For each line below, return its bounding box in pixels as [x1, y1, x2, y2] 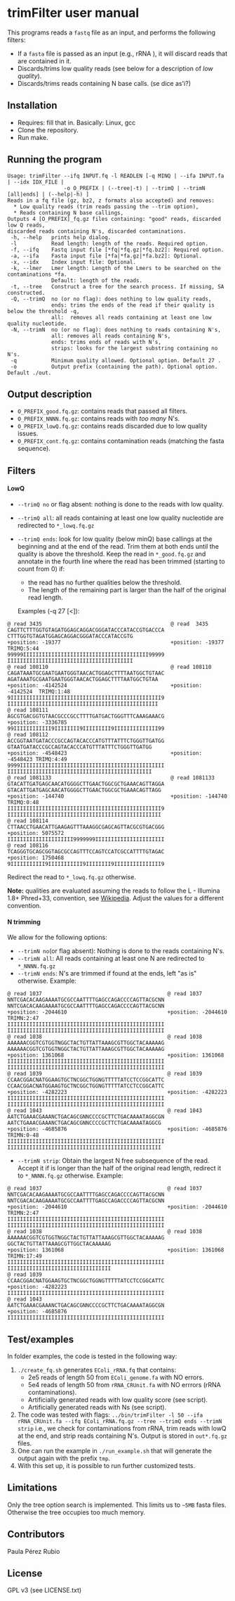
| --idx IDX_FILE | [7, 178, 65, 186]
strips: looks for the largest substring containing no [51, 345, 218, 352]
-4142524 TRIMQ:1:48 [7, 688, 71, 695]
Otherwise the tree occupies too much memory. [7, 1507, 146, 1517]
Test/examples [7, 1333, 74, 1345]
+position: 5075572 [7, 829, 65, 836]
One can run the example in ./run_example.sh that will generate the [17, 1446, 213, 1455]
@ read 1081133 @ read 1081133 [7, 774, 215, 782]
